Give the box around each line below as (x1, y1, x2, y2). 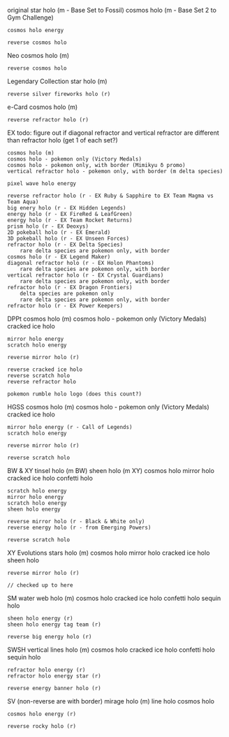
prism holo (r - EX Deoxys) (7, 223, 89, 230)
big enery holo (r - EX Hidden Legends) (7, 205, 127, 212)
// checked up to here (7, 582, 73, 589)
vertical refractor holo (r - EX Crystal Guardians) (7, 272, 164, 279)
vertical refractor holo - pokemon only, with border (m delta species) (7, 168, 223, 175)
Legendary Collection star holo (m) (7, 77, 108, 85)
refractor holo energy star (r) (7, 673, 101, 680)
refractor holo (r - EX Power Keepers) (7, 302, 124, 309)
